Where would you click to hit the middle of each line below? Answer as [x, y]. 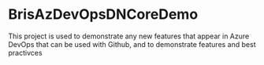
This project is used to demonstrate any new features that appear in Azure [129, 36]
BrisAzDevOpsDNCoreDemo [103, 14]
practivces [25, 52]
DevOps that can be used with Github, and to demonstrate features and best [132, 44]
